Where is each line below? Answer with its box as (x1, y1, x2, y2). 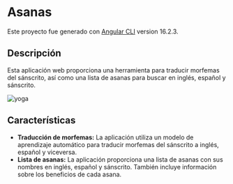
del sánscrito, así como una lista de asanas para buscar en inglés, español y (7, 73, 226, 82)
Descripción (7, 47, 61, 59)
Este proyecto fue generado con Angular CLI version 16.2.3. (7, 27, 179, 36)
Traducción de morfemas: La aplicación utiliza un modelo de (17, 133, 194, 141)
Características (7, 114, 76, 126)
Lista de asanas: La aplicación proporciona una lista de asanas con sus (17, 155, 223, 164)
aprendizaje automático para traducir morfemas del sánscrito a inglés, (17, 140, 220, 148)
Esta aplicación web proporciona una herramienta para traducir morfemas (7, 66, 220, 74)
